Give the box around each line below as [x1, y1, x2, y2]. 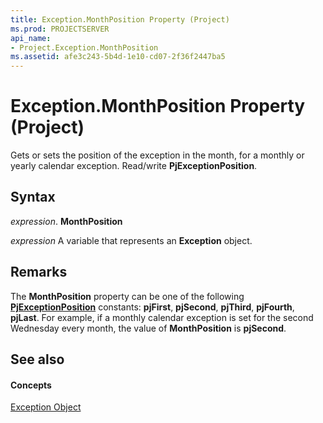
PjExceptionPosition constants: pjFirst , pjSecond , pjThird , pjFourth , [10, 301, 295, 313]
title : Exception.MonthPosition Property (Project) [10, 14, 230, 25]
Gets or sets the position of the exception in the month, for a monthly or [10, 149, 305, 161]
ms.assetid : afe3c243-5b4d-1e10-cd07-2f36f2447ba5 [10, 52, 226, 62]
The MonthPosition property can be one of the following [10, 290, 245, 302]
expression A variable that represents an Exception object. [10, 234, 253, 246]
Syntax [10, 189, 56, 206]
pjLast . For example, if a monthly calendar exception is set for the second [10, 311, 314, 323]
